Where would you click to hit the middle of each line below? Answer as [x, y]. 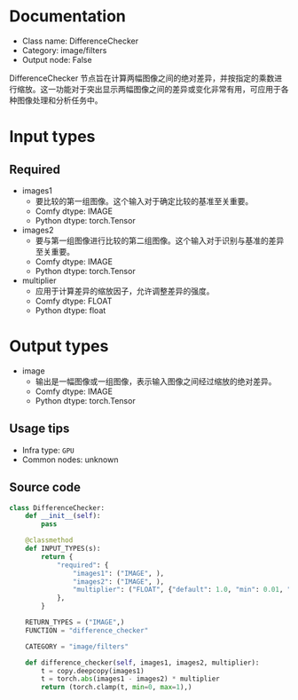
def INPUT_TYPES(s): [63, 548]
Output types [59, 346]
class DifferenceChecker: [57, 507]
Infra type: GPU [48, 450]
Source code [45, 488]
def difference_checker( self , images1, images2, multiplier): [142, 663]
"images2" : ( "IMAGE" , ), [118, 582]
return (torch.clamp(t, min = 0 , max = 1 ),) [117, 688]
